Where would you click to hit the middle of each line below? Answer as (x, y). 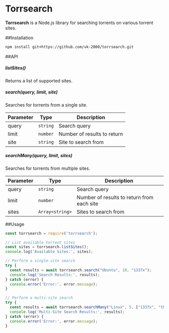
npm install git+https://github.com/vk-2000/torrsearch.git (70, 47)
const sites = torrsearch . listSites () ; (47, 247)
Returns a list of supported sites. (39, 80)
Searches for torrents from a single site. (47, 105)
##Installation (19, 38)
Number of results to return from (115, 197)
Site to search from (81, 142)
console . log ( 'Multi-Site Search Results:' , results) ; (67, 312)
